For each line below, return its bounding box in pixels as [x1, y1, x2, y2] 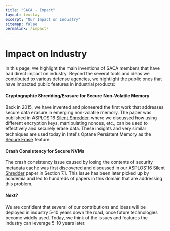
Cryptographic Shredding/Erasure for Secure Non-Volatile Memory [5, 92, 150, 99]
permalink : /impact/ [5, 26, 49, 31]
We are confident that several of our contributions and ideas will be [5, 204, 146, 210]
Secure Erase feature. [5, 137, 51, 143]
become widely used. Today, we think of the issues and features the [5, 214, 148, 221]
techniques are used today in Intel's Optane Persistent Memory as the [5, 131, 151, 137]
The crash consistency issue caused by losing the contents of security [5, 159, 153, 166]
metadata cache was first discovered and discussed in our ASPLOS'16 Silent [5, 164, 165, 171]
